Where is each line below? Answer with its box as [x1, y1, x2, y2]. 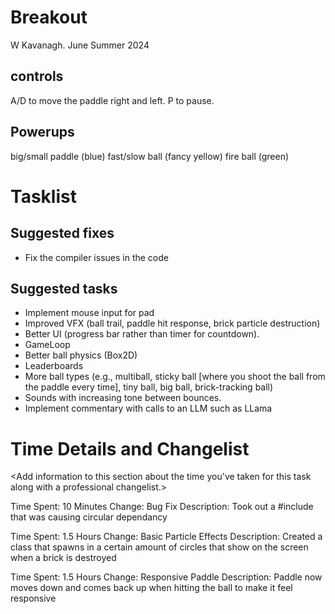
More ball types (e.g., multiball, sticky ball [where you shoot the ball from [24, 371, 326, 383]
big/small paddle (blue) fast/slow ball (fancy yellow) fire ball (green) [10, 150, 290, 162]
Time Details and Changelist [10, 437, 250, 460]
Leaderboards [24, 360, 84, 372]
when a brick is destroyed [10, 552, 117, 564]
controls [10, 68, 64, 85]
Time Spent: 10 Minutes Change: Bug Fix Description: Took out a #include [10, 501, 314, 513]
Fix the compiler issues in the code [24, 251, 169, 263]
